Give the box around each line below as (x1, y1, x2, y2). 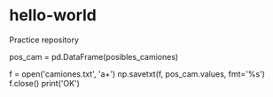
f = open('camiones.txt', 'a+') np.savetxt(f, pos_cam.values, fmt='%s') (9, 68, 266, 79)
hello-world (9, 5, 97, 26)
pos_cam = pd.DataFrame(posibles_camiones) (9, 51, 179, 62)
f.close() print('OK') (9, 78, 80, 88)
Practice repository (9, 34, 80, 45)
